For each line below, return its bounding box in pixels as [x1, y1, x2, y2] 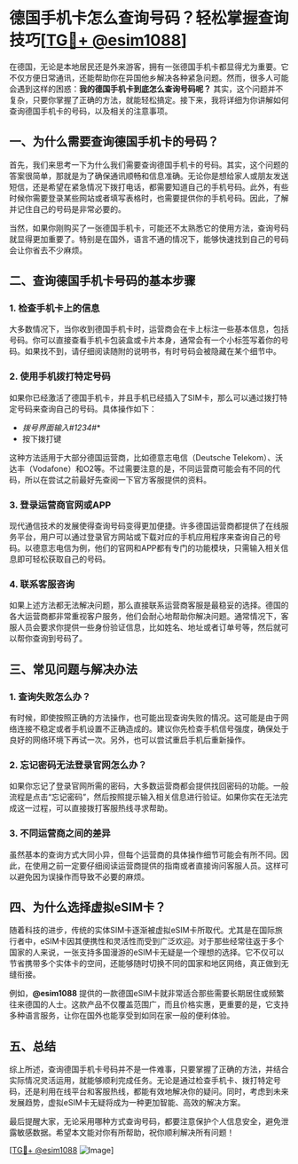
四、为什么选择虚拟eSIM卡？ [9, 900, 167, 915]
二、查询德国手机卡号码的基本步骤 [9, 273, 196, 288]
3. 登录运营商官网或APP [9, 499, 112, 511]
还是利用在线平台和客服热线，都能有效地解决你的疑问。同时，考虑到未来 [24, 1086, 289, 1097]
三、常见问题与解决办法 [9, 662, 137, 677]
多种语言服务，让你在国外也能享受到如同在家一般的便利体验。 [9, 1011, 235, 1021]
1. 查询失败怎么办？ [9, 690, 91, 703]
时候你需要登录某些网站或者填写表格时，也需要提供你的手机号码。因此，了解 [9, 193, 289, 203]
